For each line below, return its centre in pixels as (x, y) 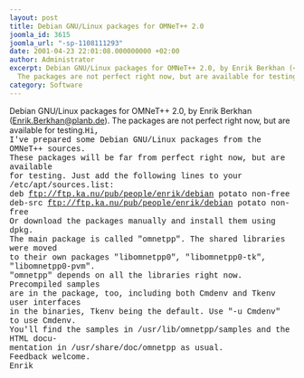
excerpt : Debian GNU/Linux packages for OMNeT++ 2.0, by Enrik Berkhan (147, 69)
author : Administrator (52, 60)
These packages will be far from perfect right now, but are (147, 158)
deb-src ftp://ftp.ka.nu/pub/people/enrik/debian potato (138, 203)
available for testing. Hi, (54, 130)
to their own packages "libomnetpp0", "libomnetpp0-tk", (138, 257)
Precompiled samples (55, 284)
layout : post (34, 18)
